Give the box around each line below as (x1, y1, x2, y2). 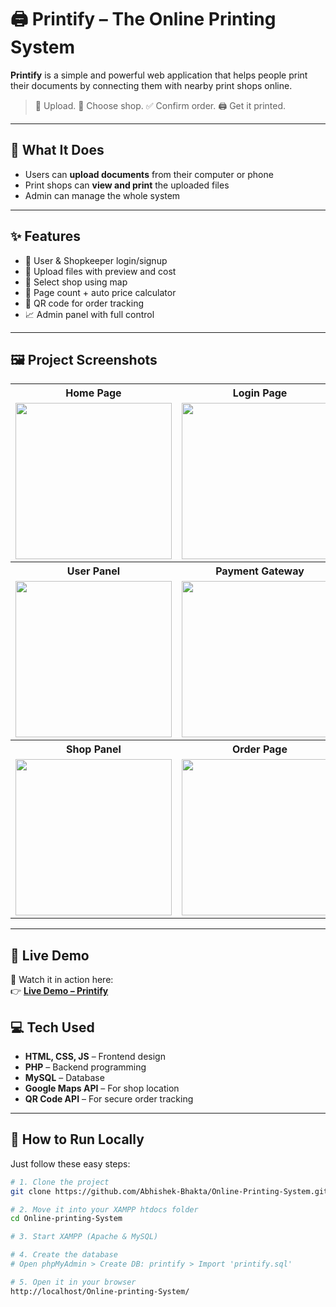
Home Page (65, 386, 122, 400)
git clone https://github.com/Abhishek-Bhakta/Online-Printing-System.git (10, 1186, 329, 1196)
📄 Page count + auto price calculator (24, 286, 177, 298)
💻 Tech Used (10, 1019, 95, 1036)
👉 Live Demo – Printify (10, 985, 109, 997)
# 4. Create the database (10, 1250, 118, 1260)
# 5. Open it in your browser (10, 1277, 137, 1287)
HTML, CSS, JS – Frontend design (24, 1051, 166, 1062)
